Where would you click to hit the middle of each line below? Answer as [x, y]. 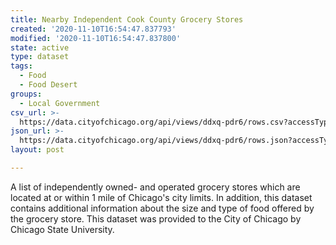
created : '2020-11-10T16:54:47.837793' [93, 29]
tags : [21, 66]
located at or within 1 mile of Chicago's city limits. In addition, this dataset [161, 197]
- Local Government [60, 103]
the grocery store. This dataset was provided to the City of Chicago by [156, 218]
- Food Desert [48, 85]
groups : [26, 94]
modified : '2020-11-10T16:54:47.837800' [96, 38]
